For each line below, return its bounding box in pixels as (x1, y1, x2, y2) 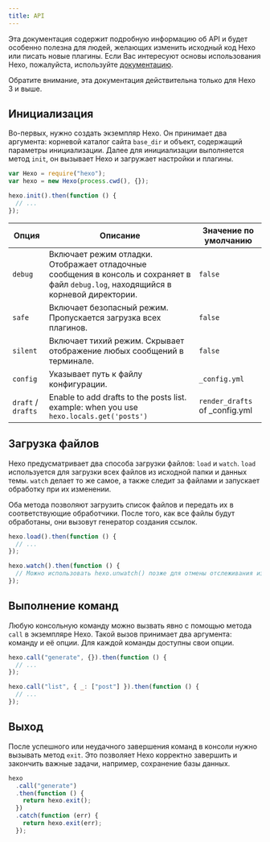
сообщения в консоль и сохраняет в (48, 268, 191, 280)
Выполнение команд (8, 599, 119, 613)
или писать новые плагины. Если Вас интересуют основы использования (8, 51, 261, 60)
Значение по (202, 225, 255, 236)
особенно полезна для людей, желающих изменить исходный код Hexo (8, 42, 256, 52)
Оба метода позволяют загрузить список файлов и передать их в (8, 500, 235, 509)
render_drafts (198, 396, 253, 405)
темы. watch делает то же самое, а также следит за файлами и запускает (8, 475, 260, 485)
